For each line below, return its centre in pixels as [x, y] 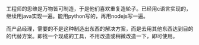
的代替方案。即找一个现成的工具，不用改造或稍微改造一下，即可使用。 [92, 36]
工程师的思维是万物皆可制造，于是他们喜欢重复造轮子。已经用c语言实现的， [99, 9]
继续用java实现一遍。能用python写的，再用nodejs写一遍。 [77, 16]
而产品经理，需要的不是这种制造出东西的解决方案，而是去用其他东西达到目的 [100, 29]
